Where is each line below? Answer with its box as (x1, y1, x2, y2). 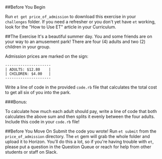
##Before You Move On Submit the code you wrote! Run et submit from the (5, 128, 157, 134)
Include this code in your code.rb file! (5, 119, 80, 124)
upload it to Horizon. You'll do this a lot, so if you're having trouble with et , (5, 139, 154, 144)
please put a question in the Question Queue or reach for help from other (5, 144, 152, 150)
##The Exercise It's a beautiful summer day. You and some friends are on (5, 34, 152, 39)
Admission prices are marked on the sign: (5, 53, 89, 59)
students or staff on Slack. (5, 149, 58, 155)
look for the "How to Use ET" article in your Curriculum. (5, 24, 117, 30)
